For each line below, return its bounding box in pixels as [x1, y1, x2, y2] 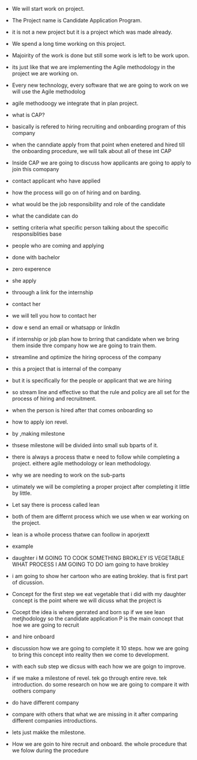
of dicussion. [11, 579, 44, 586]
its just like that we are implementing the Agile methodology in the [11, 63, 175, 71]
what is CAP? [11, 111, 45, 118]
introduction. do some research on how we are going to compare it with [11, 681, 189, 688]
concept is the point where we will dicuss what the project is [11, 597, 162, 604]
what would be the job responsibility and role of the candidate [11, 201, 165, 207]
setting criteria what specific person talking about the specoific [11, 224, 169, 231]
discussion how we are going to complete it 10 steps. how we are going [11, 645, 189, 652]
